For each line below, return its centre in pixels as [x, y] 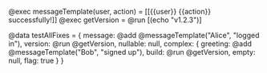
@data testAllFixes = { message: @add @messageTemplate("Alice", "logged [134, 35]
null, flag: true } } [36, 60]
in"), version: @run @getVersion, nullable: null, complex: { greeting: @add [130, 44]
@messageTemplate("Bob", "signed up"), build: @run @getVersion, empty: [132, 52]
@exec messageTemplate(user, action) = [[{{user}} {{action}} [109, 12]
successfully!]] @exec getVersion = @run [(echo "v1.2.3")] [105, 20]
